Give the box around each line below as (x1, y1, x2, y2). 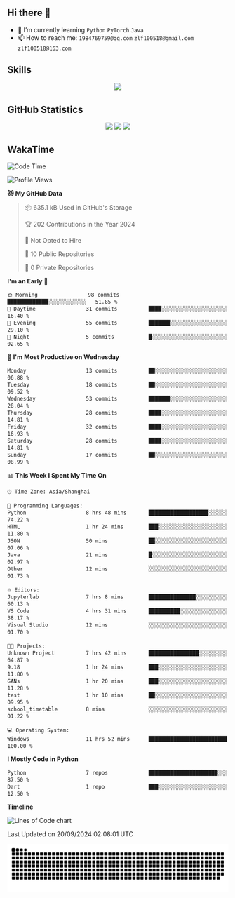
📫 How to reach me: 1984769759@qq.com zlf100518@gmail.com (17, 33, 194, 42)
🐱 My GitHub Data (7, 189, 63, 198)
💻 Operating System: (7, 727, 70, 734)
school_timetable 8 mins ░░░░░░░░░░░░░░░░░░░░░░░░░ (7, 706, 228, 713)
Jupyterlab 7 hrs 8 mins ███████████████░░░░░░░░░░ (7, 594, 228, 601)
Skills (7, 64, 32, 76)
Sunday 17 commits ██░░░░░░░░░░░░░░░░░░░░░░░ (7, 452, 228, 459)
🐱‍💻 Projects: (7, 643, 46, 650)
